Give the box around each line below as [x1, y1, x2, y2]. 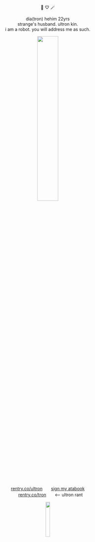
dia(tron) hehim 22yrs [26, 16, 70, 22]
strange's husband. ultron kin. [17, 21, 78, 27]
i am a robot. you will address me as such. [5, 27, 91, 32]
